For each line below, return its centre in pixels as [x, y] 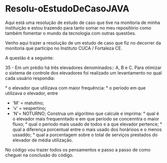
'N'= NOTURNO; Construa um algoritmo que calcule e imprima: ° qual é [86, 113]
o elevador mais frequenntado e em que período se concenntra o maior [86, 118]
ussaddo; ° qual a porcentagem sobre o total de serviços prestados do [85, 134]
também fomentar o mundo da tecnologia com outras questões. [71, 33]
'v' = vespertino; [29, 108]
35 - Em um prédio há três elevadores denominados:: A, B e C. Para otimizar [83, 67]
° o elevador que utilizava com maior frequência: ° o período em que [76, 87]
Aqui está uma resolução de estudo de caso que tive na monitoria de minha [83, 22]
